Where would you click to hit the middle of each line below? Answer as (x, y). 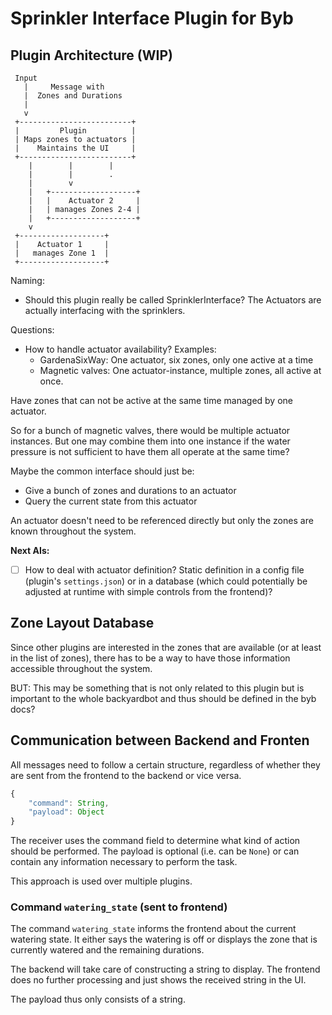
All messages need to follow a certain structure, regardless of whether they (165, 764)
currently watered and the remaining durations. (107, 950)
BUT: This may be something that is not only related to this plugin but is (157, 688)
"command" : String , (69, 803)
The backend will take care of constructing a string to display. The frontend (165, 969)
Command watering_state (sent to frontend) (119, 907)
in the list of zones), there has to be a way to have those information (150, 658)
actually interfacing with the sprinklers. (105, 310)
